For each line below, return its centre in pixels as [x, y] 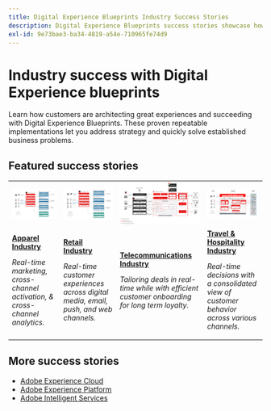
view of [219, 292]
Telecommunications [156, 255]
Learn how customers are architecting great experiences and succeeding [130, 115]
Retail [73, 242]
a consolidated [232, 283]
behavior [222, 309]
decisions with [231, 275]
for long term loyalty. [154, 305]
